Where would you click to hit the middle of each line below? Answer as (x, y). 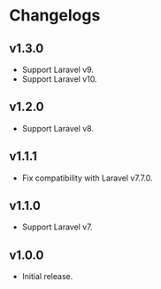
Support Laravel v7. (57, 227)
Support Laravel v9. (58, 69)
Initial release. (47, 277)
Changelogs (55, 16)
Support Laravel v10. (59, 79)
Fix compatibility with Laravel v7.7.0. (87, 178)
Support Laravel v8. (58, 128)
